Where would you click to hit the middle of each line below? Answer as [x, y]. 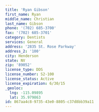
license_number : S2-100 [30, 74]
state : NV [15, 60]
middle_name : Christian [30, 19]
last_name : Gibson [24, 24]
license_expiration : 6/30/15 [35, 83]
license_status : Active [30, 79]
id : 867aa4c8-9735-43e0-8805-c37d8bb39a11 [49, 102]
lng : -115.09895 [26, 93]
